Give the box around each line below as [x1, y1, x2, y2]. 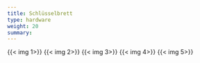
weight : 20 [7, 23, 39, 29]
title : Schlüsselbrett [7, 10, 73, 17]
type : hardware [7, 16, 51, 23]
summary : [7, 29, 33, 36]
